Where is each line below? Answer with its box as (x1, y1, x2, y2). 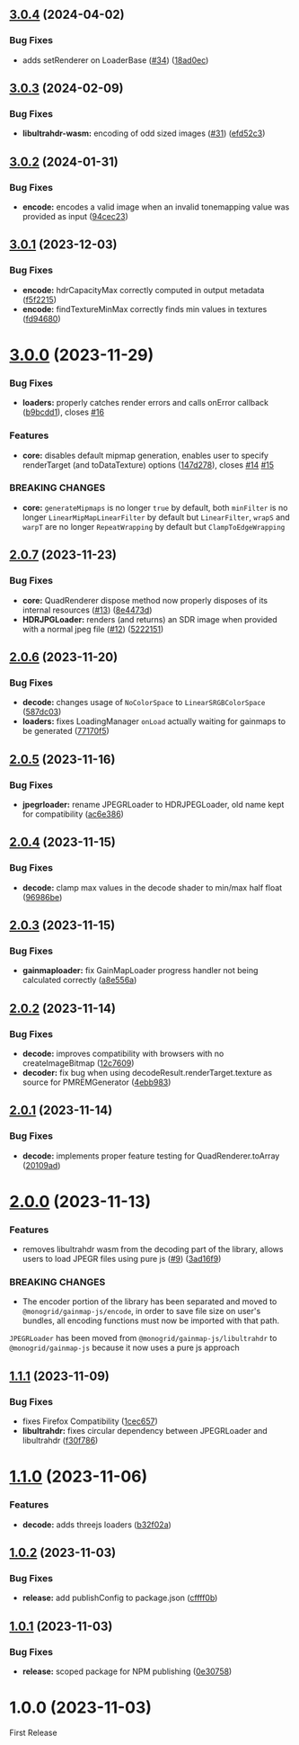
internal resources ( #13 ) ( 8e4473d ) (22, 604, 153, 615)
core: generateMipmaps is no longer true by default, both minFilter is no (22, 502, 288, 513)
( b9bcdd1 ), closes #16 (22, 407, 105, 417)
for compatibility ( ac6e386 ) (22, 809, 124, 819)
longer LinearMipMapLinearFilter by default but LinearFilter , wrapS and (22, 512, 290, 523)
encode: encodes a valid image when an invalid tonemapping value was (22, 201, 290, 212)
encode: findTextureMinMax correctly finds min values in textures (22, 303, 268, 314)
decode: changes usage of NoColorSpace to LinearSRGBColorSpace (22, 697, 266, 708)
